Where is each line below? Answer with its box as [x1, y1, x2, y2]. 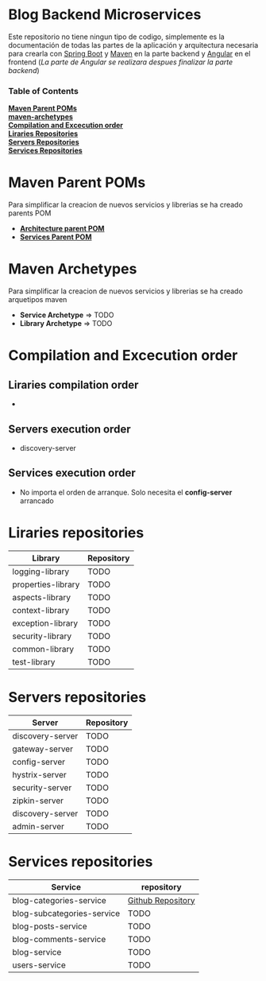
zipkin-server [12, 795, 64, 806]
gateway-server [12, 743, 74, 754]
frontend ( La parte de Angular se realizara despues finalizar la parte [8, 57, 233, 67]
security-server [12, 781, 72, 793]
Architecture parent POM [19, 224, 105, 234]
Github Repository [127, 894, 195, 905]
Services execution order [8, 467, 137, 480]
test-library [12, 656, 56, 667]
